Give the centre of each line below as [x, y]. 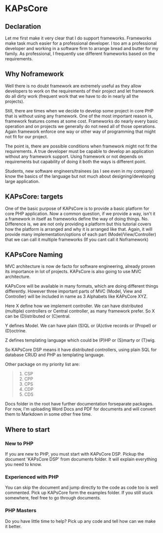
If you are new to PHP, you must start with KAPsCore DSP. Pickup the [75, 454]
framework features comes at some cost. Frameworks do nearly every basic [81, 121]
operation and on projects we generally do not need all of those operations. [81, 126]
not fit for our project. [27, 136]
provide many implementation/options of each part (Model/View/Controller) [81, 234]
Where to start [27, 430]
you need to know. [24, 464]
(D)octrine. [16, 331]
